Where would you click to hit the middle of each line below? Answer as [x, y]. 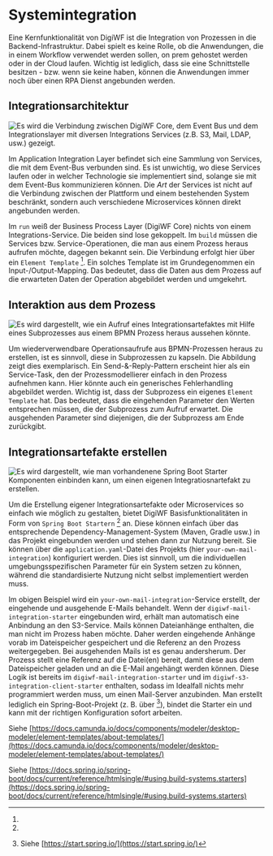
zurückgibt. [28, 426]
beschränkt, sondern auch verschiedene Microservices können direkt [125, 201]
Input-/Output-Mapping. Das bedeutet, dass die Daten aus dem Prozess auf [135, 270]
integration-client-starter [56, 686]
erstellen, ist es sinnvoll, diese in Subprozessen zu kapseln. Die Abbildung [132, 357]
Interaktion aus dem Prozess [82, 305]
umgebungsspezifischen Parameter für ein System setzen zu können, [125, 566]
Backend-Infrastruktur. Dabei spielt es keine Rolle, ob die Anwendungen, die [136, 45]
